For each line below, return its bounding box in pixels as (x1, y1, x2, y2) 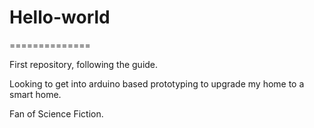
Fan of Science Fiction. (9, 107, 104, 120)
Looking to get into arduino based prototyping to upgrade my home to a (9, 77, 305, 90)
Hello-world (9, 6, 111, 29)
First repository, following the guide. (9, 58, 159, 70)
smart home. (9, 88, 62, 100)
